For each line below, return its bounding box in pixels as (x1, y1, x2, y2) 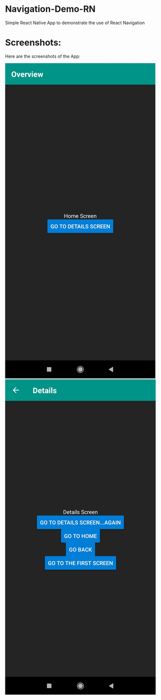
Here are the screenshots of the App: (5, 53, 80, 59)
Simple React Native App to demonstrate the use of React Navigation (5, 20, 145, 26)
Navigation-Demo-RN (5, 3, 96, 15)
